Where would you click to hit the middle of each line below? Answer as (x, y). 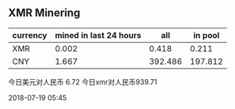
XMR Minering (44, 13)
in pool (207, 35)
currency (30, 35)
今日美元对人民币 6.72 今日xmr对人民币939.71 (83, 81)
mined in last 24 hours (98, 35)
